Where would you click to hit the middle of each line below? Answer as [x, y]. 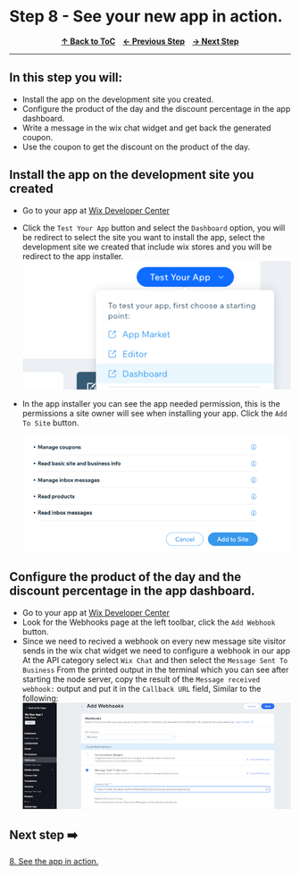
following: [40, 698]
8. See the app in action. [54, 861]
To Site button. [50, 423]
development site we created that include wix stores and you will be [147, 247]
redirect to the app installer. [73, 256]
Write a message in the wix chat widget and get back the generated [146, 128]
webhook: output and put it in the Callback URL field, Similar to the [142, 688]
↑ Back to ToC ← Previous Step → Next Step [150, 41]
